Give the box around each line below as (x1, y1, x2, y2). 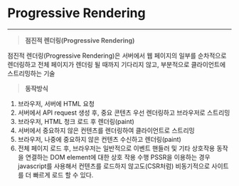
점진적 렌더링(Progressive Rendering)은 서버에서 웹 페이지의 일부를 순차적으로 (7, 51, 227, 60)
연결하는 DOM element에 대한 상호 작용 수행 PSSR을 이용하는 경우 (25, 153, 211, 161)
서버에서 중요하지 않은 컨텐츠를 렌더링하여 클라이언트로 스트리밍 (17, 126, 195, 135)
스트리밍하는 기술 (7, 69, 55, 78)
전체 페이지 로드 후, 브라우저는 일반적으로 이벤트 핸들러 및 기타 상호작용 (17, 144, 216, 153)
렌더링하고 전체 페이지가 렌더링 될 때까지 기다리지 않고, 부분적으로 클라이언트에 (7, 60, 226, 68)
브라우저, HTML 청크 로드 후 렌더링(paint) (17, 117, 135, 125)
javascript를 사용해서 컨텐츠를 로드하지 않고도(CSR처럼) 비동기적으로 (17, 162, 211, 170)
